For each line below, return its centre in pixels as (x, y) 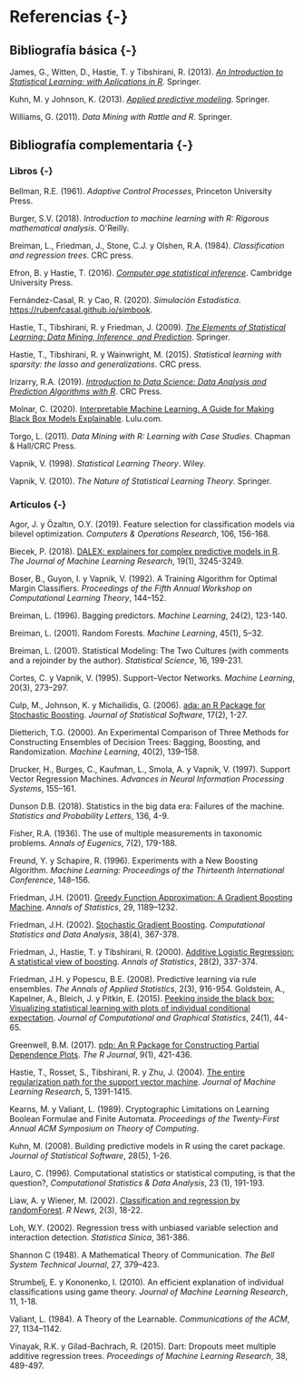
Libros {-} (31, 172)
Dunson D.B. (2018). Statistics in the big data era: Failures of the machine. (147, 806)
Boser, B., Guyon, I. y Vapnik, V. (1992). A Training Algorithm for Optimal (143, 578)
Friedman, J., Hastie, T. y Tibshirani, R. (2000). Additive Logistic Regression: (152, 951)
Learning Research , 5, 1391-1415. (71, 1091)
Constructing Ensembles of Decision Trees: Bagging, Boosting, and (135, 742)
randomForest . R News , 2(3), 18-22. (76, 1210)
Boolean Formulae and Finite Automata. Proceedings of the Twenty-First (144, 1118)
